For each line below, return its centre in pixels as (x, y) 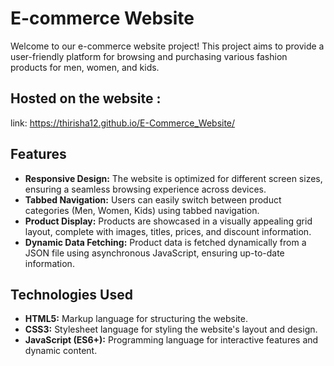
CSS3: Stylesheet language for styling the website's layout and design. (171, 329)
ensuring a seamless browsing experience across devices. (145, 189)
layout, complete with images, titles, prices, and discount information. (168, 231)
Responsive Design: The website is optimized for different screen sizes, (173, 178)
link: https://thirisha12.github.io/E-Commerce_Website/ (123, 123)
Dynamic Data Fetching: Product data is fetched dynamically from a (165, 242)
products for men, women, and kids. (85, 67)
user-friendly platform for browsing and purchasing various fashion (149, 56)
